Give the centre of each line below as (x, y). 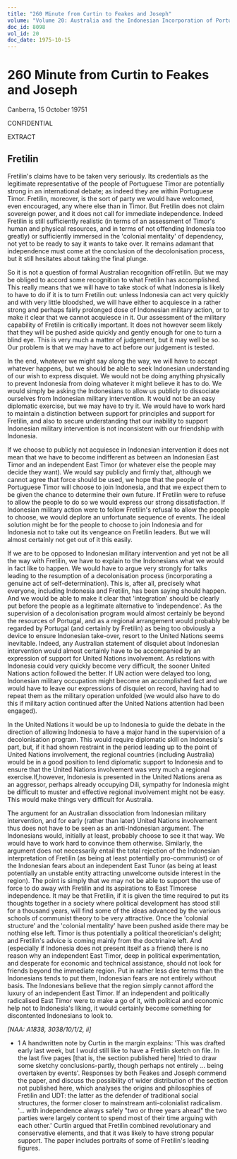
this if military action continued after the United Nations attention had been (116, 703)
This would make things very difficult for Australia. (80, 799)
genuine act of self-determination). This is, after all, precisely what (104, 583)
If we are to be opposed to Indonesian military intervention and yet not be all (118, 553)
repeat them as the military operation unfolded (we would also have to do (114, 695)
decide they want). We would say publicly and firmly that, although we (109, 472)
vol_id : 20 (23, 34)
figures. (29, 1148)
